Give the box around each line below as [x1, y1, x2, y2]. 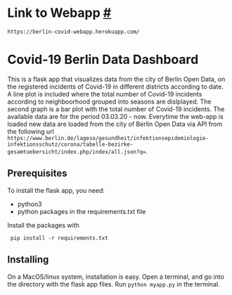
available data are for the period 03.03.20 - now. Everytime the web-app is [7, 112, 224, 120]
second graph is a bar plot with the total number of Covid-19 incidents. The [7, 104, 225, 113]
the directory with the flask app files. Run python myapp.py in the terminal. [7, 280, 220, 288]
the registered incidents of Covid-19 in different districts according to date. [7, 82, 224, 91]
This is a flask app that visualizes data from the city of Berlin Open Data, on [7, 75, 226, 83]
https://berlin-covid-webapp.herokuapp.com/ [7, 28, 140, 35]
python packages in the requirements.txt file [17, 207, 146, 215]
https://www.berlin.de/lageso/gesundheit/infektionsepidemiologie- [7, 134, 210, 142]
